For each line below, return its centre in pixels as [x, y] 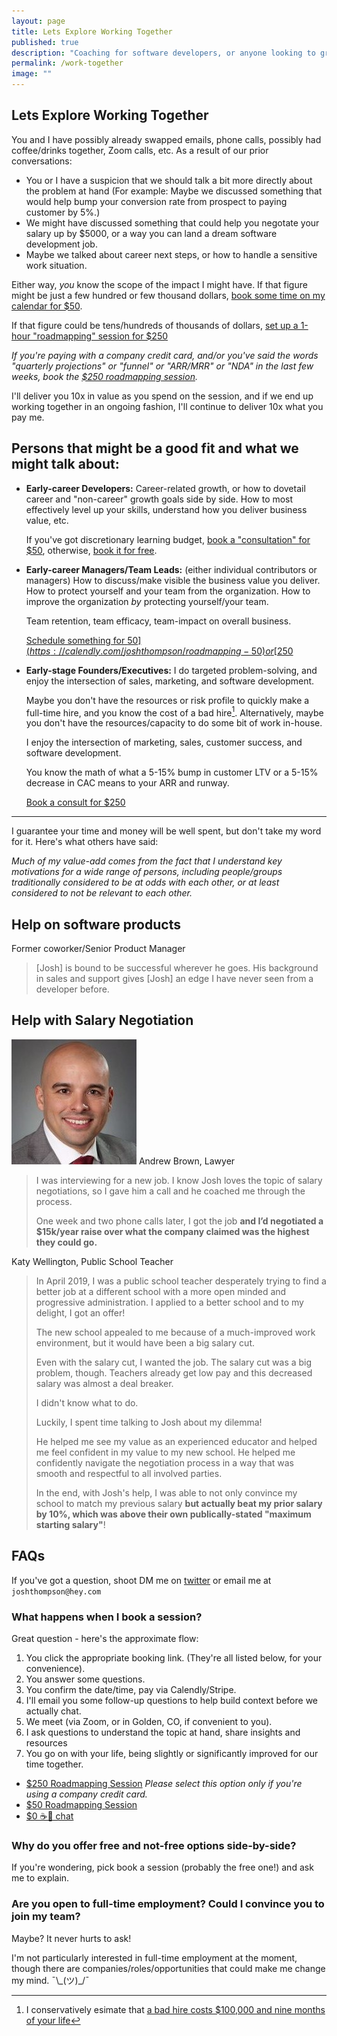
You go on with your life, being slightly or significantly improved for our [172, 1754]
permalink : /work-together [67, 63]
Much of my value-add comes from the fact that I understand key [147, 861]
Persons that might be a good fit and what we [155, 448]
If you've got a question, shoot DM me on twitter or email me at [141, 1580]
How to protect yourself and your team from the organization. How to [168, 591]
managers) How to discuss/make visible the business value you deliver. [173, 580]
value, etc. [47, 520]
